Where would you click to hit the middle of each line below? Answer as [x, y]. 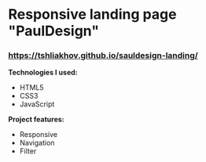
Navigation [37, 143]
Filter [28, 151]
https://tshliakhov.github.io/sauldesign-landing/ [103, 56]
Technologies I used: [43, 73]
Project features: [36, 120]
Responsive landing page [92, 14]
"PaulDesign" [54, 31]
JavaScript [37, 104]
